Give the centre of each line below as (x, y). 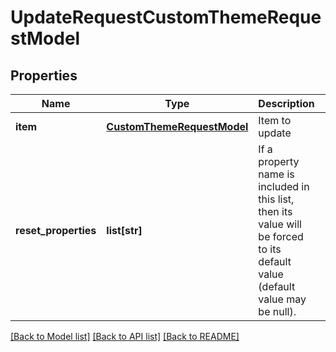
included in (284, 186)
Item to (275, 120)
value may (282, 299)
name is (276, 174)
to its (270, 249)
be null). (277, 311)
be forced (281, 236)
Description (286, 103)
